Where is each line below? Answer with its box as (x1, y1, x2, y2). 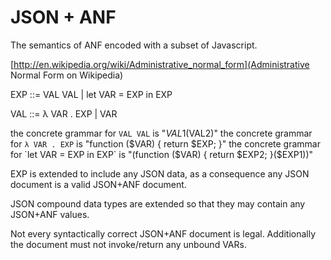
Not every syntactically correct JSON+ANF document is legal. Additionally (10, 227, 317, 240)
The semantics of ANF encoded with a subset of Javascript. (10, 39, 258, 51)
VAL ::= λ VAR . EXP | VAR (10, 107, 118, 120)
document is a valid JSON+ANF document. (10, 178, 187, 190)
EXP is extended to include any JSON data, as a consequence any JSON (10, 167, 310, 180)
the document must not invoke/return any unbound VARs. (10, 238, 247, 250)
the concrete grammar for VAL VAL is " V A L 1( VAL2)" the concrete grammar (10, 127, 313, 139)
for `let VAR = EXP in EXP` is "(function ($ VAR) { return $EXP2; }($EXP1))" (10, 148, 314, 160)
